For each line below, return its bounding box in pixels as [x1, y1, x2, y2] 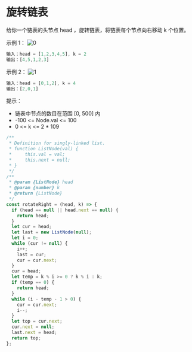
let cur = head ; [11, 224, 52, 230]
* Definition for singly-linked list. [8, 140, 106, 147]
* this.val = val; [8, 151, 66, 157]
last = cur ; [17, 251, 47, 257]
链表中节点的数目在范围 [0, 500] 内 [14, 110, 101, 117]
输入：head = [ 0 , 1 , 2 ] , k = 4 [6, 80, 76, 86]
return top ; [11, 335, 42, 341]
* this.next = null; [8, 157, 70, 163]
